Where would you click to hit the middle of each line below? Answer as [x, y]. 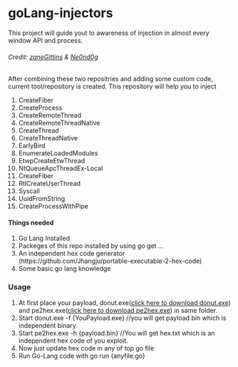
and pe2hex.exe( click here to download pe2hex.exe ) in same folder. [118, 310]
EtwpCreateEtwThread [52, 161]
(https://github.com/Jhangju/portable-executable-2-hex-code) [110, 261]
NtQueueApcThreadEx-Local [61, 168]
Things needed [31, 222]
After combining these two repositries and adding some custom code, [110, 79]
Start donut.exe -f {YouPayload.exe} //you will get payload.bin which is [122, 318]
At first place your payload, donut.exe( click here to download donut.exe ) [124, 303]
